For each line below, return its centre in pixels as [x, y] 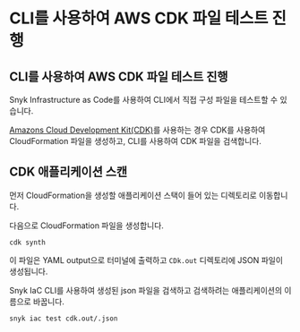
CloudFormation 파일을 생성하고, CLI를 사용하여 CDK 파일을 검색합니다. [136, 141]
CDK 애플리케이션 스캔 [69, 172]
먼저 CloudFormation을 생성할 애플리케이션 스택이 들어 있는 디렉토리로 [133, 195]
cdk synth [28, 243]
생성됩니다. [29, 271]
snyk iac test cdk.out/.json [64, 319]
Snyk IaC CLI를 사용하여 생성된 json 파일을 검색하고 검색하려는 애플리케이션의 [146, 290]
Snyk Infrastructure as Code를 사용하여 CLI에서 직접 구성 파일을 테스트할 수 [144, 100]
